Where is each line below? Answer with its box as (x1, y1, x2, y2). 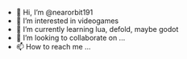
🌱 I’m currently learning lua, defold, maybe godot (15, 25, 179, 33)
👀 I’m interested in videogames (15, 16, 119, 26)
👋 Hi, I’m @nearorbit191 (15, 8, 93, 17)
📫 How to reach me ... (15, 42, 91, 51)
